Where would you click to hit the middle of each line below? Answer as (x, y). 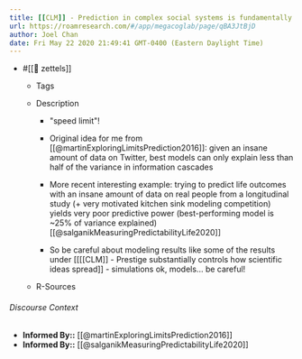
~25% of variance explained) (103, 223)
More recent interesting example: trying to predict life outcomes (168, 185)
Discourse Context (44, 307)
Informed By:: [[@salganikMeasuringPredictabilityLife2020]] (135, 345)
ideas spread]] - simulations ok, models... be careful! (147, 269)
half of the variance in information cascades (131, 167)
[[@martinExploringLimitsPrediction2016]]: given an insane (158, 148)
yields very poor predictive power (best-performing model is (162, 214)
